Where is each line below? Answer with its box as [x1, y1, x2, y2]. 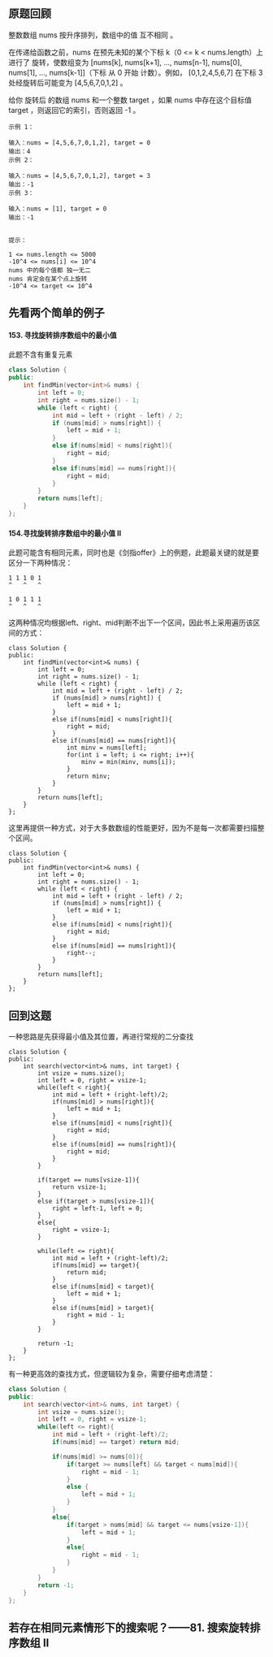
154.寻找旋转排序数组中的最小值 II [8, 528, 122, 538]
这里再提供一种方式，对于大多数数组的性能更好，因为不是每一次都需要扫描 [8, 823, 258, 833]
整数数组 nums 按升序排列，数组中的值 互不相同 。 [8, 30, 177, 40]
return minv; [66, 772, 111, 781]
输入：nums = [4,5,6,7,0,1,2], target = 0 [8, 138, 151, 147]
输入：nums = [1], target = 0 [8, 205, 107, 213]
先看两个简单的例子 [8, 306, 105, 320]
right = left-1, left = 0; [51, 1204, 144, 1212]
